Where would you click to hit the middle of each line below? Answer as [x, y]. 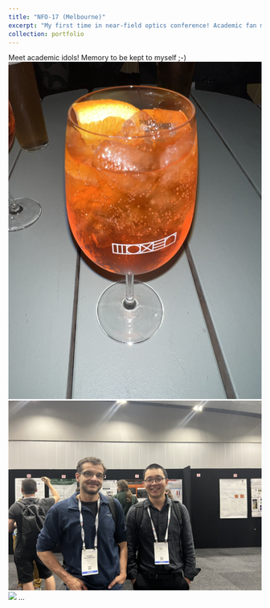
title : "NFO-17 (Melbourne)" [57, 17]
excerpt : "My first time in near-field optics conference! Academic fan [133, 25]
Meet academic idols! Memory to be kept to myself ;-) [98, 58]
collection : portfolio [46, 34]
